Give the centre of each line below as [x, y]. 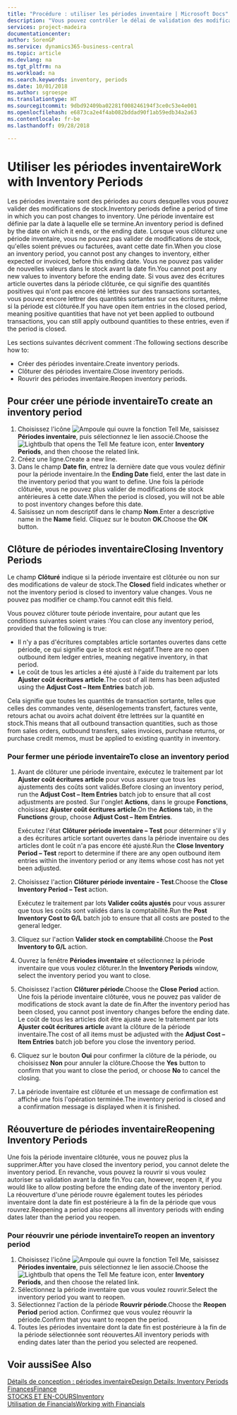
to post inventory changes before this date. [80, 504]
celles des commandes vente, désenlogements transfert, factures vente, [113, 708]
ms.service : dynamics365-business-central [71, 47]
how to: [18, 350]
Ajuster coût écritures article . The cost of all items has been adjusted [119, 680]
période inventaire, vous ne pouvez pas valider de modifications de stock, [115, 239]
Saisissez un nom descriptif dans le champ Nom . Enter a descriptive [116, 512]
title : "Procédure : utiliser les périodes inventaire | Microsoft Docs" [118, 14]
